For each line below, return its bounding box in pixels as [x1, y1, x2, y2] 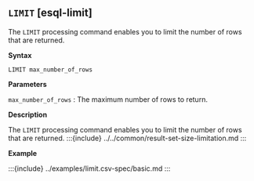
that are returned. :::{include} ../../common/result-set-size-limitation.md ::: [8, 133, 247, 143]
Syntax [8, 50, 32, 60]
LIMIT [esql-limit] [8, 6, 93, 20]
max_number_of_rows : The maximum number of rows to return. [8, 94, 208, 104]
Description [8, 110, 48, 119]
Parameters [8, 79, 47, 89]
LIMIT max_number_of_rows [8, 66, 93, 74]
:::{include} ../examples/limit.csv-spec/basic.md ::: [8, 164, 171, 173]
